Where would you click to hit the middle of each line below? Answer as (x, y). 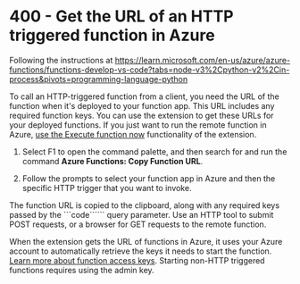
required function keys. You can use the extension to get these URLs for (142, 115)
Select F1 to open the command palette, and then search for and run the (154, 151)
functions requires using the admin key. (82, 270)
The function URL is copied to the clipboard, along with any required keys (144, 205)
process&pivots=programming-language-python (99, 79)
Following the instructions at (61, 60)
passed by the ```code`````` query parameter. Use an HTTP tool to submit (142, 214)
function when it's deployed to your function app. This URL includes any (142, 105)
